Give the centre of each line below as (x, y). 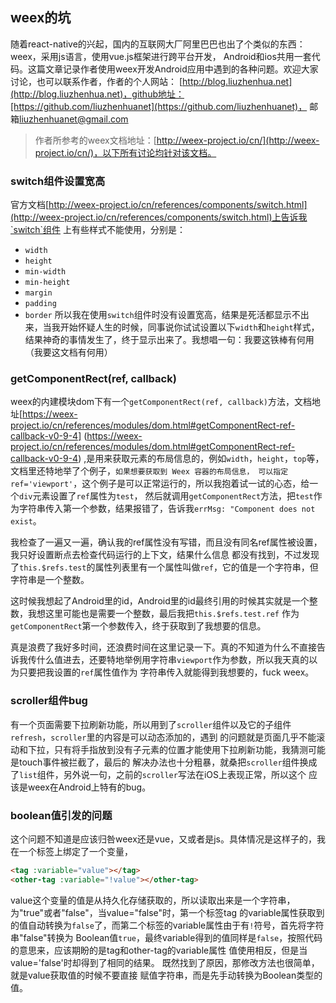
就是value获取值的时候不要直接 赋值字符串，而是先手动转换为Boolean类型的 (166, 975)
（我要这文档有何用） (68, 352)
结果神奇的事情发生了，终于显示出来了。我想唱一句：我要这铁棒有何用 (169, 340)
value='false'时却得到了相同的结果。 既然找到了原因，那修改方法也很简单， (165, 962)
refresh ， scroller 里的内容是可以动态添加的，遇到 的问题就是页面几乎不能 (163, 737)
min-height (47, 283)
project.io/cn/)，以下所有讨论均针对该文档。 (125, 152)
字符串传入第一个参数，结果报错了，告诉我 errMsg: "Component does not (167, 509)
